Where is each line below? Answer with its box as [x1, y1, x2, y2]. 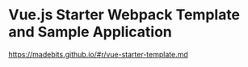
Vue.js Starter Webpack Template [8, 6, 241, 24]
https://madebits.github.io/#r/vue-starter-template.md [8, 49, 188, 59]
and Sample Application [8, 23, 172, 41]
